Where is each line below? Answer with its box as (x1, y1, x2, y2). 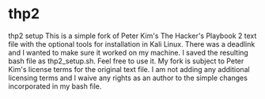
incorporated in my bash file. (8, 81, 102, 91)
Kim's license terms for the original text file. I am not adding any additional (8, 64, 251, 74)
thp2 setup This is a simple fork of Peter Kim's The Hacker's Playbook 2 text (8, 31, 257, 40)
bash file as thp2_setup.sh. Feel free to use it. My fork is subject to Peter (8, 56, 244, 66)
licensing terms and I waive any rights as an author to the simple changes (8, 73, 248, 82)
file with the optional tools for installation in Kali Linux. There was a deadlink (8, 39, 256, 48)
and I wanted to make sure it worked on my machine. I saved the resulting (8, 48, 249, 57)
